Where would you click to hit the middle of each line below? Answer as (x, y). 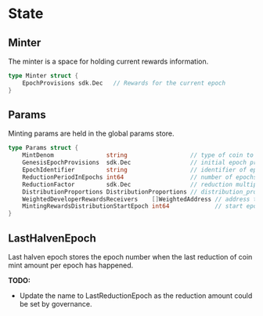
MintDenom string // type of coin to (138, 155)
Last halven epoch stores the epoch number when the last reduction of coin (130, 257)
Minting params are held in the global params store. (91, 133)
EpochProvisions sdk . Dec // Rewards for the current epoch (124, 83)
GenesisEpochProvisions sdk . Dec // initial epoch (134, 163)
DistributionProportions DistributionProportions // (110, 192)
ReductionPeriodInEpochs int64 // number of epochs (140, 177)
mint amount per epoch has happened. (71, 265)
